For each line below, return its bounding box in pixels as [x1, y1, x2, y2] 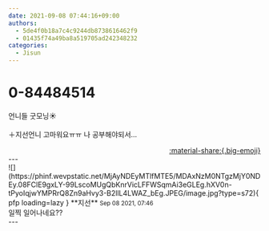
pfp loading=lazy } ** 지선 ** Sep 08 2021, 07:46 [8, 197, 154, 207]
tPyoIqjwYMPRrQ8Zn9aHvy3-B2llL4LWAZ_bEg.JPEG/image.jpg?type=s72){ [8, 188, 259, 197]
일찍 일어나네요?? [8, 208, 63, 217]
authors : [8, 19, 38, 27]
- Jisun [15, 49, 42, 57]
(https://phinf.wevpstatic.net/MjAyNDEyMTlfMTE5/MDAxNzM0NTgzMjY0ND [8, 171, 261, 180]
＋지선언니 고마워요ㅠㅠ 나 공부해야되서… [8, 129, 138, 139]
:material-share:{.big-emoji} [169, 145, 261, 155]
